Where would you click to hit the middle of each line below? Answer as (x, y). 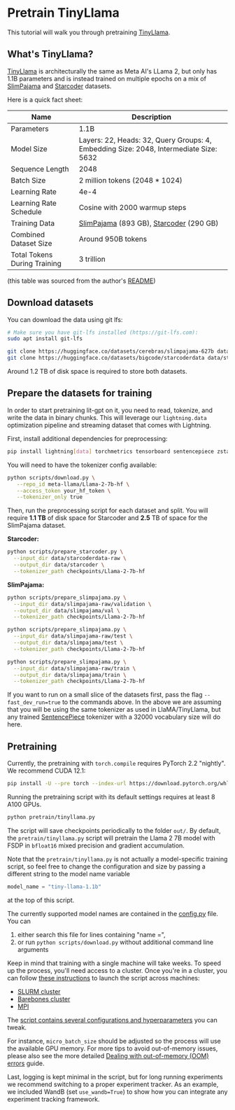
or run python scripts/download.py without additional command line (115, 942)
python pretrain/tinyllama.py (51, 817)
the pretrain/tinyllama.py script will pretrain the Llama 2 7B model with (111, 838)
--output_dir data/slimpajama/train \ (70, 675)
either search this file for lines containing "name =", (91, 934)
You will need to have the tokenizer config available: (82, 465)
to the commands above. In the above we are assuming (142, 702)
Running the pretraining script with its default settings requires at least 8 (111, 796)
